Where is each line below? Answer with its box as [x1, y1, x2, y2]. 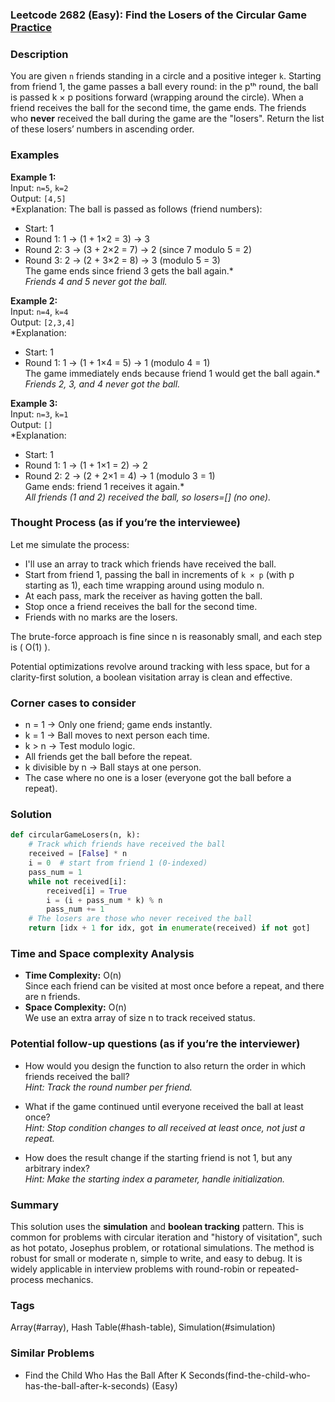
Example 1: [10, 171, 57, 183]
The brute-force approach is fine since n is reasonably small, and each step [10, 630, 323, 642]
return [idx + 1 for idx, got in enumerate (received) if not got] [28, 923, 311, 933]
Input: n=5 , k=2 [10, 181, 69, 193]
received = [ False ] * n [28, 849, 128, 859]
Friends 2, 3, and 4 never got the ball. [24, 378, 181, 390]
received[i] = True [46, 886, 128, 896]
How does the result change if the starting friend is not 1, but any [24, 1151, 293, 1163]
